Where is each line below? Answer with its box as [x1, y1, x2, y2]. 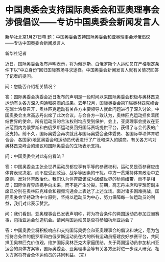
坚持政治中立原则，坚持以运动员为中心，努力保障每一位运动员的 [22, 194, 151, 200]
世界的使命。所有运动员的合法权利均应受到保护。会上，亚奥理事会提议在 [9, 118, 155, 124]
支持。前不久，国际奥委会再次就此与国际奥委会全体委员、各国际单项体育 [9, 130, 155, 136]
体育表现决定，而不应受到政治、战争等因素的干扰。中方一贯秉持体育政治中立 [5, 169, 160, 175]
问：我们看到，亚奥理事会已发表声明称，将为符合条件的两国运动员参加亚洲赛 [5, 211, 160, 216]
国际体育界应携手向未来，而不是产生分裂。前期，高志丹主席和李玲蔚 [13, 182, 151, 188]
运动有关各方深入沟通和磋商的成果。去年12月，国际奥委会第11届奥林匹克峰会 [5, 100, 159, 106]
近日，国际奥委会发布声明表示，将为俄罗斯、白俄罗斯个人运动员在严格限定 [5, 61, 155, 67]
